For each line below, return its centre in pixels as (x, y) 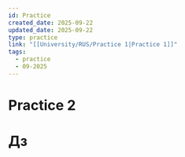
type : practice (33, 37)
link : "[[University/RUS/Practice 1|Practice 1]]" (93, 45)
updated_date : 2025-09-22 (50, 30)
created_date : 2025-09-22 (50, 23)
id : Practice (30, 15)
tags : (17, 52)
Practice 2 (42, 105)
